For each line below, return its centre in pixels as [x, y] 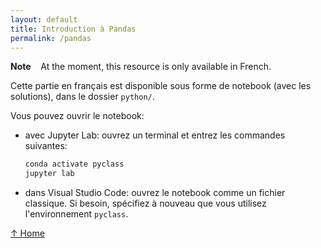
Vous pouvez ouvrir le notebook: [77, 116]
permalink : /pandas [51, 38]
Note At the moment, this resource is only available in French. [141, 67]
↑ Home [27, 233]
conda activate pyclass [74, 164]
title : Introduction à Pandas [73, 29]
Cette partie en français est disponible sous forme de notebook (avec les [161, 86]
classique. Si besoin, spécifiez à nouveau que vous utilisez [145, 203]
